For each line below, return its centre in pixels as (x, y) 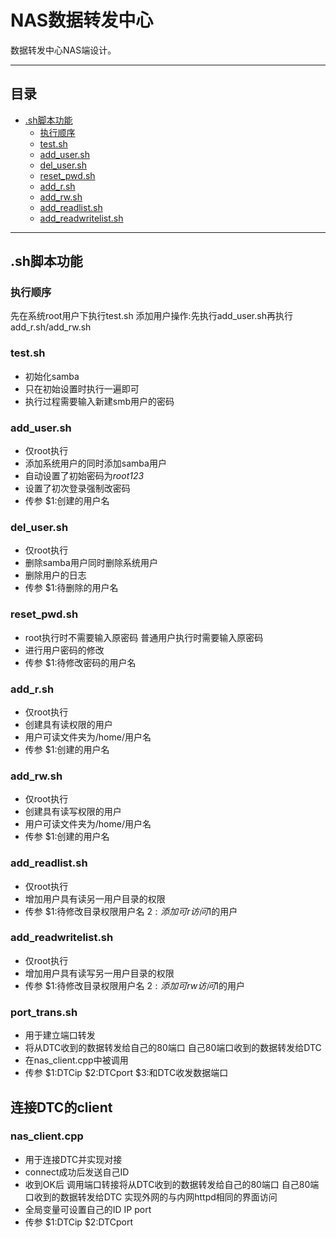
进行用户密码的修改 (64, 650)
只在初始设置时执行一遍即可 (82, 388)
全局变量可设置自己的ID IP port (88, 1209)
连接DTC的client (61, 1107)
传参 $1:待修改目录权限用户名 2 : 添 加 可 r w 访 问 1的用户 (134, 985)
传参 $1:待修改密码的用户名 (80, 662)
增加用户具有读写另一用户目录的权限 (99, 973)
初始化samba (52, 376)
